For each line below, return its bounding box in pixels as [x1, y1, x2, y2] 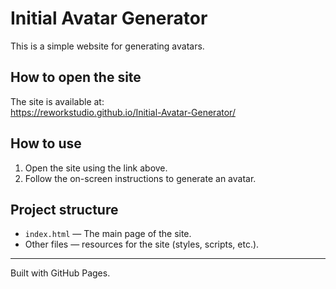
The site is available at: [10, 95, 105, 107]
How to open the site [10, 69, 142, 86]
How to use [10, 135, 82, 152]
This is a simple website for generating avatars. [10, 40, 205, 52]
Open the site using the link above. [24, 162, 168, 174]
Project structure [10, 201, 119, 218]
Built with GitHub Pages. [10, 267, 111, 279]
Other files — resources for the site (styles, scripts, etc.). [24, 238, 260, 251]
